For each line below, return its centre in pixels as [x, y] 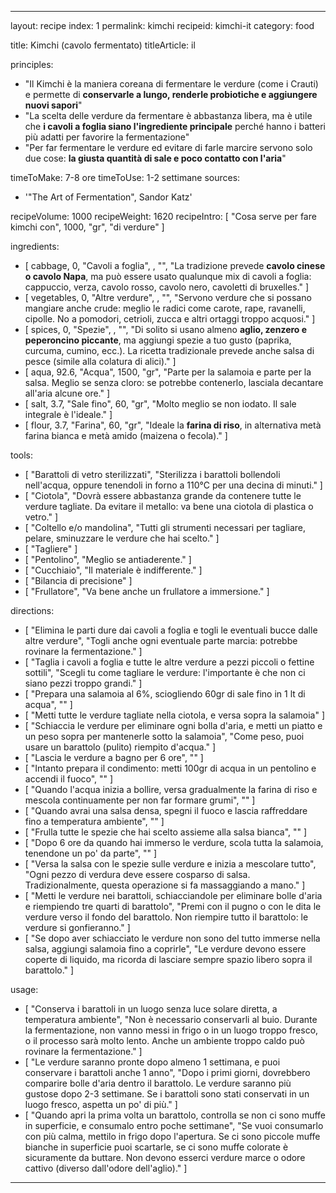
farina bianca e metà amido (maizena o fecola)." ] [126, 435]
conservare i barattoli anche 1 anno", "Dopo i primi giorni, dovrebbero [167, 1072]
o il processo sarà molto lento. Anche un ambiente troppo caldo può [164, 1040]
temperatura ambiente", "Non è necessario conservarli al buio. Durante [171, 1019]
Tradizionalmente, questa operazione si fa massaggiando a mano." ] [165, 885]
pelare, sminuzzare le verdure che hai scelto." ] [122, 538]
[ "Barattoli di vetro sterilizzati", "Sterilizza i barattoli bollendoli [152, 474]
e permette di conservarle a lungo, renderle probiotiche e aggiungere [171, 94]
